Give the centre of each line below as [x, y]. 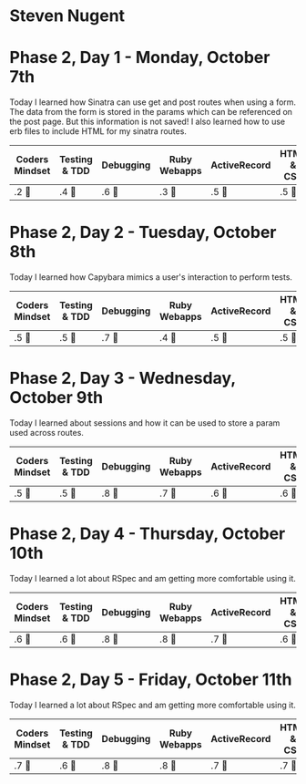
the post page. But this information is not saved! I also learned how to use [147, 122]
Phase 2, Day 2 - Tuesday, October [143, 232]
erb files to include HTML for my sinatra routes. [98, 131]
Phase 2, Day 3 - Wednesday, [122, 378]
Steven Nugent [67, 16]
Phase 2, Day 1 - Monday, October [140, 58]
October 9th [56, 398]
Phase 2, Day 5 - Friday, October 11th [151, 680]
